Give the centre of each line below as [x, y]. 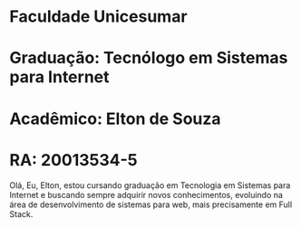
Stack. [21, 213]
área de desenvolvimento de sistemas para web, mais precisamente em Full [151, 204]
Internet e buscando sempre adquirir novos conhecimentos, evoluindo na [146, 194]
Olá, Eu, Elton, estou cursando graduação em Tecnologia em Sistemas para [150, 185]
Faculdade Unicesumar [98, 17]
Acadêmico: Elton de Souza [115, 118]
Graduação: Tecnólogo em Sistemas [149, 58]
